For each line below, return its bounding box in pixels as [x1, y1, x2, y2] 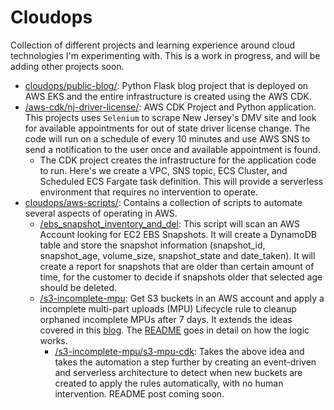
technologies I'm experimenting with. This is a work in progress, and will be [10, 49, 321, 61]
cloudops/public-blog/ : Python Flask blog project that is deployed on [24, 79, 309, 91]
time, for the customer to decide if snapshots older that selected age [39, 271, 323, 283]
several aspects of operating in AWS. [24, 207, 178, 219]
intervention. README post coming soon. [54, 387, 225, 400]
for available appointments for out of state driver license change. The [24, 122, 311, 134]
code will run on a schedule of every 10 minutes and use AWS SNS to [24, 132, 311, 145]
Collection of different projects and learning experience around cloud [10, 39, 296, 51]
